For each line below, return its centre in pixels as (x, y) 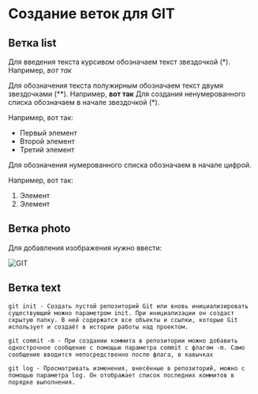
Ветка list (32, 43)
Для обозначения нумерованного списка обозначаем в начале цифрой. (130, 165)
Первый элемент (48, 133)
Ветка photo (39, 229)
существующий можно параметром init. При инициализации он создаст (122, 313)
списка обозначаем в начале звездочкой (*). (84, 102)
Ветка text (35, 288)
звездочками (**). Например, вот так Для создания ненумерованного (127, 94)
